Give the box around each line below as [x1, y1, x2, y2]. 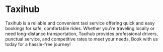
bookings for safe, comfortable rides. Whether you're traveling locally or [5, 25, 155, 31]
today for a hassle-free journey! [5, 41, 71, 47]
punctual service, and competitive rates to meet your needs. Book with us [5, 36, 158, 42]
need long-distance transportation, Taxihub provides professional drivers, [5, 30, 158, 36]
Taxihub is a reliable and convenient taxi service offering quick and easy [5, 20, 155, 26]
